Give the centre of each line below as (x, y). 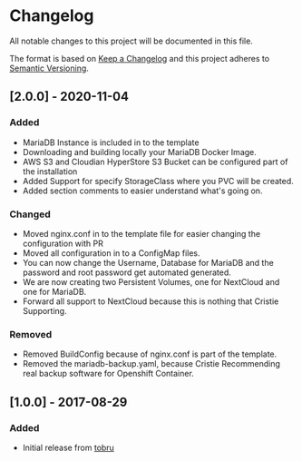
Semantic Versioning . (49, 68)
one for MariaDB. (54, 291)
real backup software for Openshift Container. (108, 374)
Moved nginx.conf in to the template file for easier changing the (141, 233)
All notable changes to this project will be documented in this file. (132, 41)
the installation (50, 171)
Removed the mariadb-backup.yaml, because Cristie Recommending (151, 364)
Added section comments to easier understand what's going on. (142, 191)
